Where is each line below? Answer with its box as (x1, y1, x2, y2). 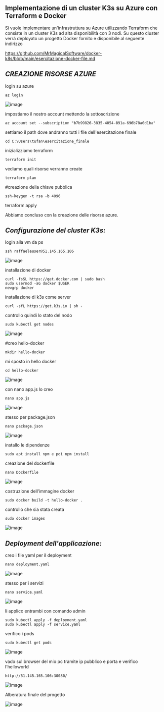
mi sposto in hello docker (5, 359, 57, 365)
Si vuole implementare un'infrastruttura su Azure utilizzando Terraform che (5, 25, 158, 31)
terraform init (5, 157, 37, 162)
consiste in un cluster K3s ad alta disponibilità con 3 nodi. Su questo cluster (5, 30, 160, 36)
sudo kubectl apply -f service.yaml (5, 622, 81, 627)
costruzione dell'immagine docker (5, 488, 75, 494)
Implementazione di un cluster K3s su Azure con (5, 4, 158, 12)
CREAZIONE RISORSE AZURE (5, 70, 96, 78)
